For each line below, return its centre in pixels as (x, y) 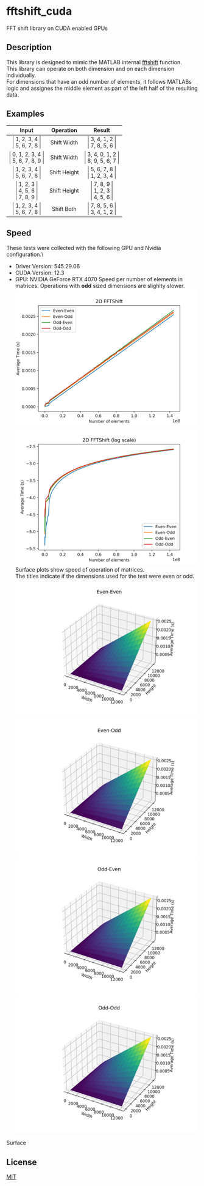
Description (29, 47)
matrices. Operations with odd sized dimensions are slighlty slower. (100, 285)
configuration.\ (25, 254)
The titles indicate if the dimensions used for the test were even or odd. (105, 576)
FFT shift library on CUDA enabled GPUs (57, 28)
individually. (21, 75)
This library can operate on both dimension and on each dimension (90, 68)
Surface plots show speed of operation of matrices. (80, 569)
